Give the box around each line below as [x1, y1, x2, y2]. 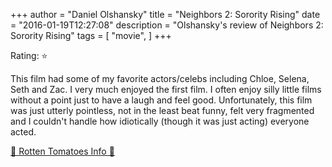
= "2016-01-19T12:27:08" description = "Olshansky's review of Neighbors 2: [10, 19, 324, 31]
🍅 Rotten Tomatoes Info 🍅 [10, 145, 115, 157]
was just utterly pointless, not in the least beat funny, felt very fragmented [10, 105, 315, 116]
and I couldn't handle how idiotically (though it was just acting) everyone [10, 115, 310, 127]
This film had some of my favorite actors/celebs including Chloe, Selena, [10, 73, 310, 84]
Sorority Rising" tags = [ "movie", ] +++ [10, 30, 172, 41]
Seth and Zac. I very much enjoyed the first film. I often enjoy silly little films [10, 84, 322, 95]
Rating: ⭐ [10, 50, 48, 61]
